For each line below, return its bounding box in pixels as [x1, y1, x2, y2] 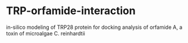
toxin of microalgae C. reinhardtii [6, 29, 85, 37]
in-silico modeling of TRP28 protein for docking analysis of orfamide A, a [6, 24, 183, 31]
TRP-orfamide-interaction [6, 4, 136, 18]
